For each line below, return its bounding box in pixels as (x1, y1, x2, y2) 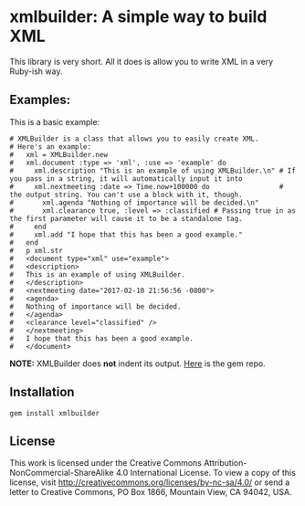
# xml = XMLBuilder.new (9, 150, 108, 159)
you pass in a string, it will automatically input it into (9, 174, 244, 184)
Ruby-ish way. (9, 66, 63, 77)
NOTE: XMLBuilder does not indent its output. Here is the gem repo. (9, 358, 267, 369)
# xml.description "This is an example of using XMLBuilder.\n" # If (9, 166, 297, 175)
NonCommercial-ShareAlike (9, 468, 114, 479)
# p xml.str (9, 246, 64, 255)
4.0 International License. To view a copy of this (115, 468, 297, 479)
